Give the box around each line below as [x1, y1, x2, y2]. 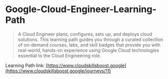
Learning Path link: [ [5, 62, 48, 68]
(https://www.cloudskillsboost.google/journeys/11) [5, 67, 111, 74]
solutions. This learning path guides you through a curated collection [17, 36, 163, 43]
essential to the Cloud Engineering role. [17, 52, 101, 59]
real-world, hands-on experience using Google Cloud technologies [17, 47, 159, 53]
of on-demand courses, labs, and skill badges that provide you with [17, 42, 160, 48]
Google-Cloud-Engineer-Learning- [5, 4, 157, 15]
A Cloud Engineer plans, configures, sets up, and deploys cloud [17, 31, 153, 37]
